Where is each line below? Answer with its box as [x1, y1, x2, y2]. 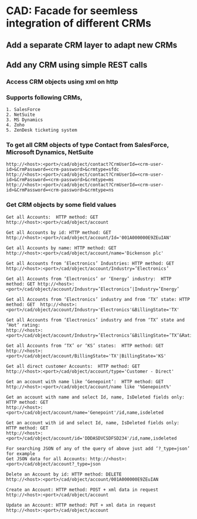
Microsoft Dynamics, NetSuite [6, 148, 94, 156]
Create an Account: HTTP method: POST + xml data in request [6, 487, 159, 493]
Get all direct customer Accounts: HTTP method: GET [6, 363, 141, 369]
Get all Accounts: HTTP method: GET [6, 214, 98, 220]
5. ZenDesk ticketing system [6, 128, 77, 133]
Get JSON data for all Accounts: [6, 456, 88, 462]
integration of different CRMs [6, 16, 151, 30]
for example [6, 451, 35, 457]
